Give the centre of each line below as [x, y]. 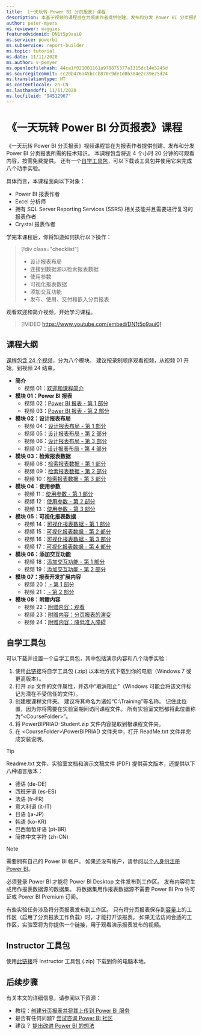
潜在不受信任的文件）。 [53, 694]
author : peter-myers [32, 23]
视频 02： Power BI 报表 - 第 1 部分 [66, 403]
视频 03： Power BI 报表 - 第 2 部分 [67, 410]
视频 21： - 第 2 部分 [49, 591]
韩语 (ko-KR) [31, 822]
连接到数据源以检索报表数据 [64, 269]
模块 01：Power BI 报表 [44, 395]
